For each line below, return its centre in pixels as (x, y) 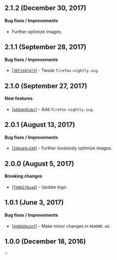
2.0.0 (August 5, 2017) (39, 163)
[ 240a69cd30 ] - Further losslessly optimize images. (62, 148)
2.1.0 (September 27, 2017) (46, 86)
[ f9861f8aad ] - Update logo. (39, 187)
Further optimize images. (37, 31)
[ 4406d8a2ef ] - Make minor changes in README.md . (61, 226)
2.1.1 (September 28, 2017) (46, 47)
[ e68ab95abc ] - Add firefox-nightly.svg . (53, 109)
